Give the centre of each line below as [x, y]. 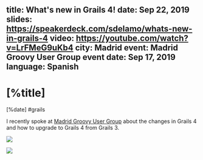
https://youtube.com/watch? [132, 38]
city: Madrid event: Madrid [126, 48]
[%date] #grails [26, 110]
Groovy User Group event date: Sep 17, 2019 [91, 57]
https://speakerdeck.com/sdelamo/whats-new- [99, 29]
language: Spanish [43, 67]
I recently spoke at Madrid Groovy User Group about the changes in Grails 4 [101, 121]
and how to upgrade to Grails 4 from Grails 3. [63, 128]
